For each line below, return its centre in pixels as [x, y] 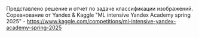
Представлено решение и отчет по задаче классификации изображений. [99, 9]
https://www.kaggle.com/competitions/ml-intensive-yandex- [101, 21]
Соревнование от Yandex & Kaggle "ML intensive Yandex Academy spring [99, 15]
